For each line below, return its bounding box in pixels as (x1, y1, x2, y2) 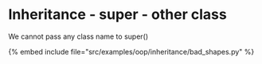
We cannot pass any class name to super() (8, 32, 149, 41)
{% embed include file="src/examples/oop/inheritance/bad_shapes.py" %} (8, 47, 255, 56)
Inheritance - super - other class (8, 6, 227, 24)
